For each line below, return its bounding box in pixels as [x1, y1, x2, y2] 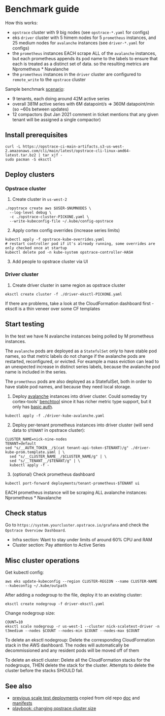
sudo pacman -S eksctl [5, 157, 52, 162]
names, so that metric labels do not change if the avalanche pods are [5, 353, 146, 359]
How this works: [5, 20, 38, 26]
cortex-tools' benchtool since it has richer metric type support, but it [12, 398, 152, 404]
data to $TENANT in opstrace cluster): [12, 427, 85, 433]
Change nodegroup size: [5, 610, 56, 616]
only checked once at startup [5, 246, 67, 251]
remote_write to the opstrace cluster [12, 76, 86, 82]
